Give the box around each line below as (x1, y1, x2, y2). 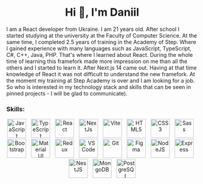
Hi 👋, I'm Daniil (64, 5, 140, 19)
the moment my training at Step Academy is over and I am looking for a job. (6, 77, 195, 84)
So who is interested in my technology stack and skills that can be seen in (6, 83, 191, 90)
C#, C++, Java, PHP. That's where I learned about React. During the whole (6, 51, 193, 58)
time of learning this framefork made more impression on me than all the (6, 57, 188, 65)
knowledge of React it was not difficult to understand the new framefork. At (6, 70, 196, 77)
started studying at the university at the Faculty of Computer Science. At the (6, 31, 198, 39)
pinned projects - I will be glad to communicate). (6, 90, 128, 97)
